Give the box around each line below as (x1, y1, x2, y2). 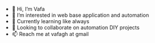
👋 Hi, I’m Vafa (11, 6, 45, 12)
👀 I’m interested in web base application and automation (11, 12, 150, 19)
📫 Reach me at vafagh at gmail (11, 31, 89, 37)
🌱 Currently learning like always (11, 18, 90, 24)
